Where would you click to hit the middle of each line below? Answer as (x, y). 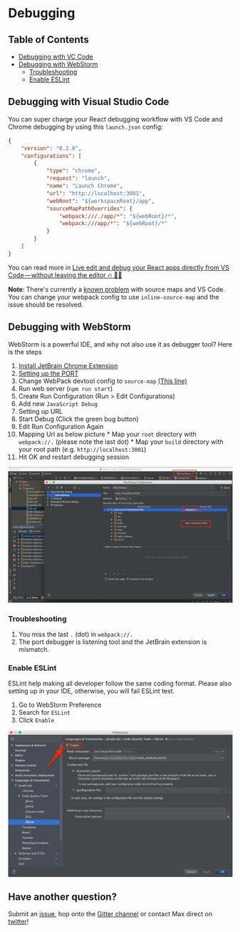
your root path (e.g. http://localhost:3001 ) (82, 449)
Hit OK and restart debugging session (74, 457)
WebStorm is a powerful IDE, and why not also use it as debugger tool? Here (120, 344)
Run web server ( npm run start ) (66, 388)
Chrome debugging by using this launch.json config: (85, 127)
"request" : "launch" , (78, 179)
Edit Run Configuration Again (61, 426)
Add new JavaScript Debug (58, 403)
